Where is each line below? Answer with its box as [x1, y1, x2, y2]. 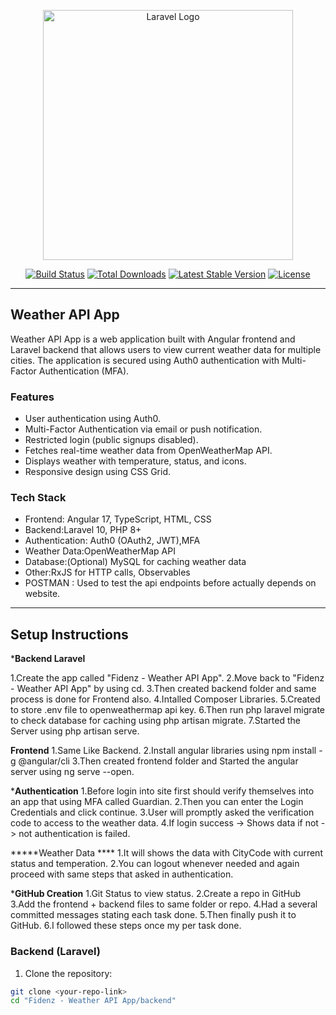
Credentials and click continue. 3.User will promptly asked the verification [10, 806, 315, 819]
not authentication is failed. [18, 828, 131, 840]
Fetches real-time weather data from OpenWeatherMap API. [24, 445, 273, 457]
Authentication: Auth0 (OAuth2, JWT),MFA [24, 535, 201, 547]
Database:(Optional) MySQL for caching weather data [24, 556, 247, 568]
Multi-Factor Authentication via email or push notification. [24, 423, 263, 435]
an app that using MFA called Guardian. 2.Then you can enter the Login [10, 796, 304, 808]
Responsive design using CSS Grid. [24, 466, 172, 478]
